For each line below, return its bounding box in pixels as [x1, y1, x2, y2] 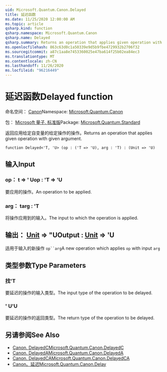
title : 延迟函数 [5, 12, 36, 17]
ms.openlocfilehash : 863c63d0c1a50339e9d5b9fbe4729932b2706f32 [5, 45, 140, 50]
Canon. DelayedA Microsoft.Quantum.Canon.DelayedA [12, 349, 124, 356]
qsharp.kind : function [5, 26, 52, 31]
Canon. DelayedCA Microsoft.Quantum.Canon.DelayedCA [12, 355, 130, 361]
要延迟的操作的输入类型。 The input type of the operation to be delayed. [5, 290, 152, 296]
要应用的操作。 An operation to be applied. [5, 189, 92, 195]
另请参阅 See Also [5, 331, 60, 339]
